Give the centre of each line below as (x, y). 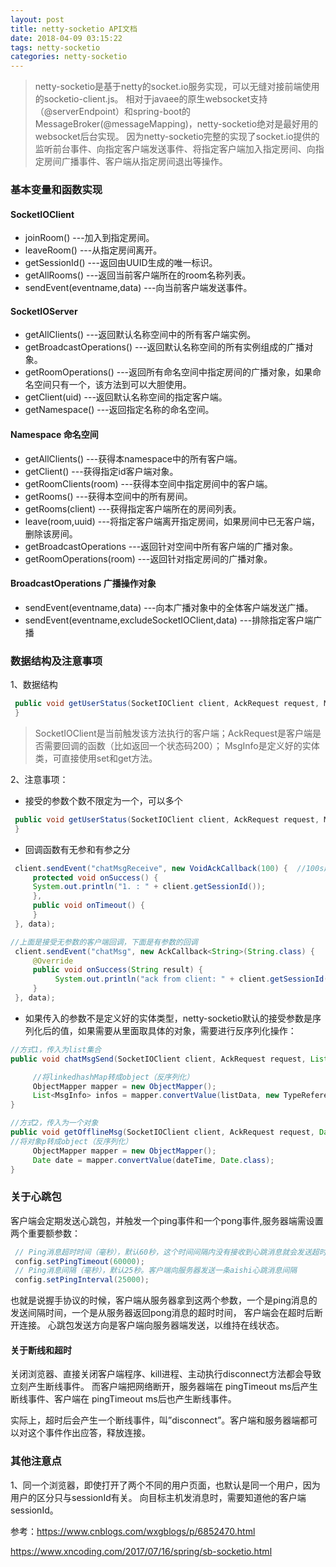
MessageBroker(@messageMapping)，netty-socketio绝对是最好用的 (176, 124)
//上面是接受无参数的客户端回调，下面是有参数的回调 (104, 942)
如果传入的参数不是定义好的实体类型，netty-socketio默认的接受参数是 (168, 1018)
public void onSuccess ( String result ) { (117, 970)
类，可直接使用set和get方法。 (96, 758)
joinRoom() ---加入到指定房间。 (89, 238)
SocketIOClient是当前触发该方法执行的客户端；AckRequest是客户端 (173, 733)
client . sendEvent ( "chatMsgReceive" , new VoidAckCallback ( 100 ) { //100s (169, 868)
